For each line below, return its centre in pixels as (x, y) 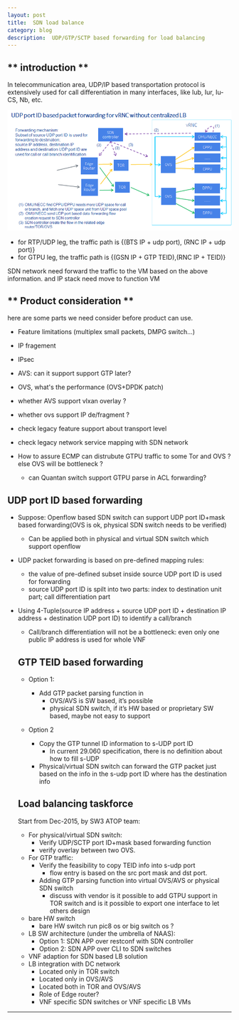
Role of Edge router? (69, 994)
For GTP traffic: (51, 857)
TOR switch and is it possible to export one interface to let (134, 903)
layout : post (27, 15)
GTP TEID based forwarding (80, 662)
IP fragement (37, 345)
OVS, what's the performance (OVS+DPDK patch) (90, 387)
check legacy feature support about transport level (92, 429)
